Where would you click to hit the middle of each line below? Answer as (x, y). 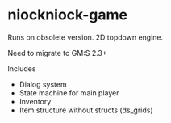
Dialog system (43, 84)
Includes (22, 68)
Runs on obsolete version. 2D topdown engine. (85, 37)
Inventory (35, 101)
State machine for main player (69, 93)
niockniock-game (68, 15)
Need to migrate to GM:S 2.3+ (57, 53)
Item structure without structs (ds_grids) (86, 110)
